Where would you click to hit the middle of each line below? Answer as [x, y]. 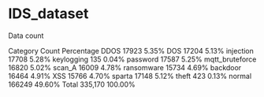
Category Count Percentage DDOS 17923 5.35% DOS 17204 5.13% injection [131, 50]
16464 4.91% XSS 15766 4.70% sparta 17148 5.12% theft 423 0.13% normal [130, 76]
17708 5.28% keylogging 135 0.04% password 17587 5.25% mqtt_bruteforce [132, 59]
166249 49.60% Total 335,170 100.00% [72, 84]
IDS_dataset [48, 14]
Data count [26, 35]
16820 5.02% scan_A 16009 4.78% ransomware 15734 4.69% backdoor [125, 67]
